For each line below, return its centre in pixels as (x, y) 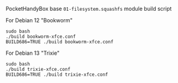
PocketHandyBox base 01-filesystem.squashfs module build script (89, 9)
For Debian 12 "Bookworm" (39, 20)
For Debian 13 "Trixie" (32, 53)
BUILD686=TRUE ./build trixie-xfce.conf (57, 75)
